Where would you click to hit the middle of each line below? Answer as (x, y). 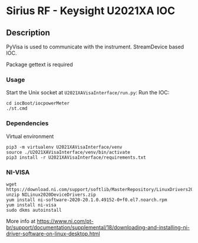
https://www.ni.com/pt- (65, 221)
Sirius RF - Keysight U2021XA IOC (91, 11)
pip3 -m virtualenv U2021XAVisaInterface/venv (64, 147)
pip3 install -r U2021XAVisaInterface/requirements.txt (76, 157)
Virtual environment (30, 136)
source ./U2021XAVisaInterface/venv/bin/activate (68, 152)
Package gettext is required (40, 64)
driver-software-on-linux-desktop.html (53, 234)
